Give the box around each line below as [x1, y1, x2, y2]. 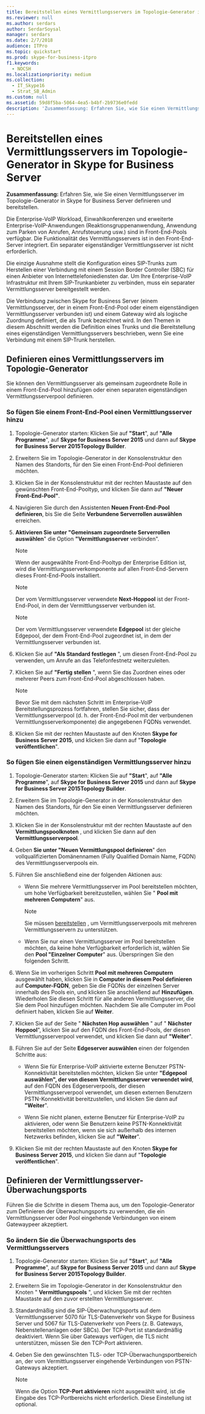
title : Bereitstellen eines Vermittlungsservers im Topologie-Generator [6, 9, 195, 15]
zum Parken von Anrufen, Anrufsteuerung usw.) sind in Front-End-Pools [6, 228, 187, 235]
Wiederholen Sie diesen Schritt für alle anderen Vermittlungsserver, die [15, 995, 194, 1002]
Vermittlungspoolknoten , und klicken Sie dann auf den [15, 828, 157, 835]
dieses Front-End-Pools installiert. [15, 572, 101, 579]
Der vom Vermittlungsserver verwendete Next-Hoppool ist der [15, 595, 173, 603]
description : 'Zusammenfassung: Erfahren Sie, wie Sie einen [6, 105, 165, 112]
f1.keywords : [6, 60, 40, 66]
